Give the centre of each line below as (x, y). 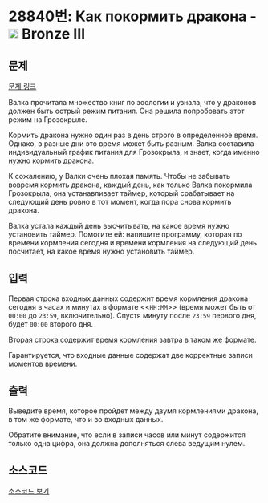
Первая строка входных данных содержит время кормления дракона (128, 298)
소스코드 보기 (29, 491)
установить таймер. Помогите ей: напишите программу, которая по (125, 234)
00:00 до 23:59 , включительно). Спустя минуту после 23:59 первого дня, (132, 315)
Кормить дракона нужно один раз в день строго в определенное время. (133, 135)
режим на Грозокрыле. (48, 120)
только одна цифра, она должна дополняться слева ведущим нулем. (127, 443)
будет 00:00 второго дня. (51, 324)
